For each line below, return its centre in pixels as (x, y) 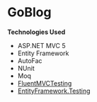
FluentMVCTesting (45, 83)
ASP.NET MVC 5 (41, 45)
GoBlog (29, 12)
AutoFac (30, 60)
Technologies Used (36, 32)
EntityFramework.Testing (54, 91)
